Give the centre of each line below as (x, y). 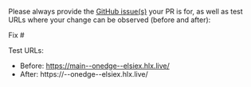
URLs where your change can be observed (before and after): (110, 20)
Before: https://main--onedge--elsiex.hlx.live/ (94, 66)
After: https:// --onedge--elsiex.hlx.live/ (84, 74)
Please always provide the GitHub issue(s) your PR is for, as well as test (125, 11)
